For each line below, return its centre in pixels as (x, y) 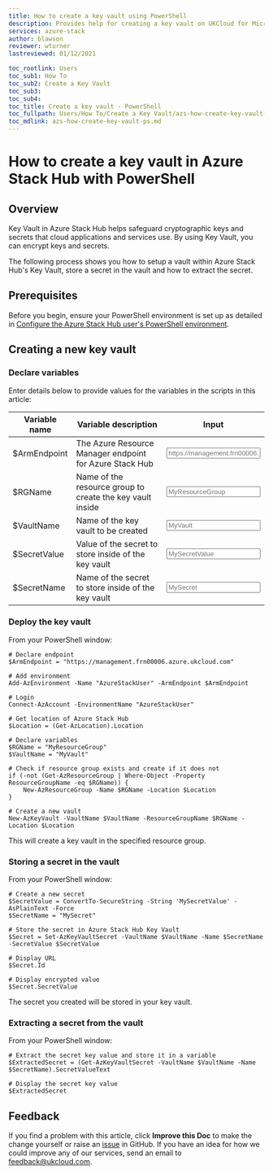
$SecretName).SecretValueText (60, 1070)
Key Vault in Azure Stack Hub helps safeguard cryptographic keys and (126, 228)
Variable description (117, 424)
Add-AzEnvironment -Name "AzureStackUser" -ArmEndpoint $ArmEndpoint (129, 683)
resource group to (110, 487)
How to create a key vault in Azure (126, 161)
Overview (34, 209)
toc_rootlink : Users (43, 69)
